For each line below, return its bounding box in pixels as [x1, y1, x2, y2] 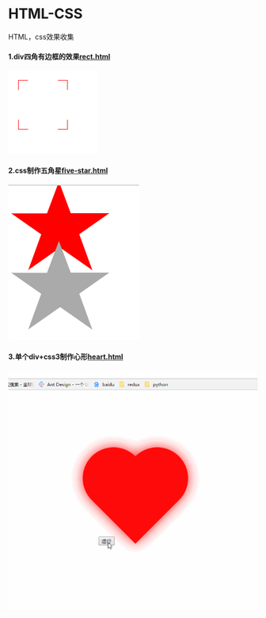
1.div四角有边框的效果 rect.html [8, 51, 111, 61]
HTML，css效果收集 [8, 32, 74, 41]
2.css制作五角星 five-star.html [8, 166, 108, 175]
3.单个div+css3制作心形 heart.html [8, 352, 123, 361]
